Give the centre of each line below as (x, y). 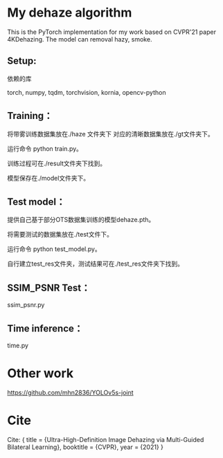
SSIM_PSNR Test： (49, 287)
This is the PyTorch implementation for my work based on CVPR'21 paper (112, 32)
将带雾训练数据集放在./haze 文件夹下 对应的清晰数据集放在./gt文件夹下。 (111, 134)
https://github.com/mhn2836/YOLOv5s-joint (70, 392)
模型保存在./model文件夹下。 (48, 178)
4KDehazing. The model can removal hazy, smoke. (80, 39)
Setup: (22, 61)
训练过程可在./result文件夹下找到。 (57, 163)
